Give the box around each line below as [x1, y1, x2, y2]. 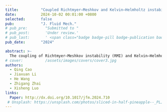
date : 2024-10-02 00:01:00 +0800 [5, 12, 97, 17]
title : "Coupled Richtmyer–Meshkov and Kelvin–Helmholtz [5, 7, 146, 12]
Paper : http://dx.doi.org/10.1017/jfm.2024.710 [9, 95, 110, 100]
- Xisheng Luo [9, 86, 39, 91]
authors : [5, 63, 23, 68]
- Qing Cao [9, 67, 32, 72]
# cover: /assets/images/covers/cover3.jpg [5, 58, 117, 63]
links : [5, 90, 19, 95]
